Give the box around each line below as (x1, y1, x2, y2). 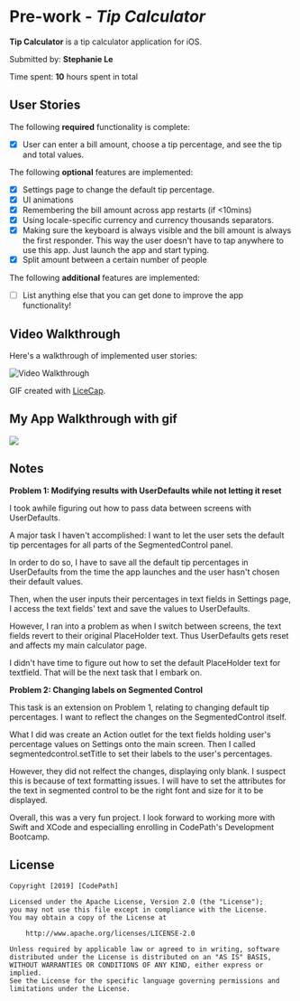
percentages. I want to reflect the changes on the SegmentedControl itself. (9, 711, 286, 722)
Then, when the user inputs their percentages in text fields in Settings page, (9, 594, 291, 604)
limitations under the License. (9, 984, 131, 993)
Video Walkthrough (9, 326, 121, 341)
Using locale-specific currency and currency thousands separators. (22, 215, 275, 225)
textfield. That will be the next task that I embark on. (9, 667, 203, 678)
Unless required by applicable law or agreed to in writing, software (9, 944, 280, 954)
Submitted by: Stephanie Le (9, 53, 114, 64)
